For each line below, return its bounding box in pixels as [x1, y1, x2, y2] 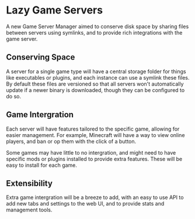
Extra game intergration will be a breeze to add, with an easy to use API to [6, 194, 184, 201]
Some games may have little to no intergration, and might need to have [6, 149, 176, 156]
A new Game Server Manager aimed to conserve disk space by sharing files [6, 23, 189, 30]
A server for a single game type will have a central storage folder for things [6, 68, 186, 75]
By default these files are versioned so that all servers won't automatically [6, 80, 184, 87]
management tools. [6, 206, 53, 214]
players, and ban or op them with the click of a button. [6, 138, 137, 145]
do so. [6, 93, 22, 100]
